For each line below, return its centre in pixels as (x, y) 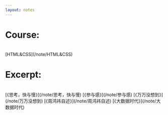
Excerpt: (23, 74)
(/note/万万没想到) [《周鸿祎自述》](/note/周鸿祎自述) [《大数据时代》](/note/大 (83, 101)
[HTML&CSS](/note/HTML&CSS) (39, 54)
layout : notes (20, 10)
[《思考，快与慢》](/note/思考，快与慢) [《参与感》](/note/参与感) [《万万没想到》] (84, 94)
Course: (22, 35)
